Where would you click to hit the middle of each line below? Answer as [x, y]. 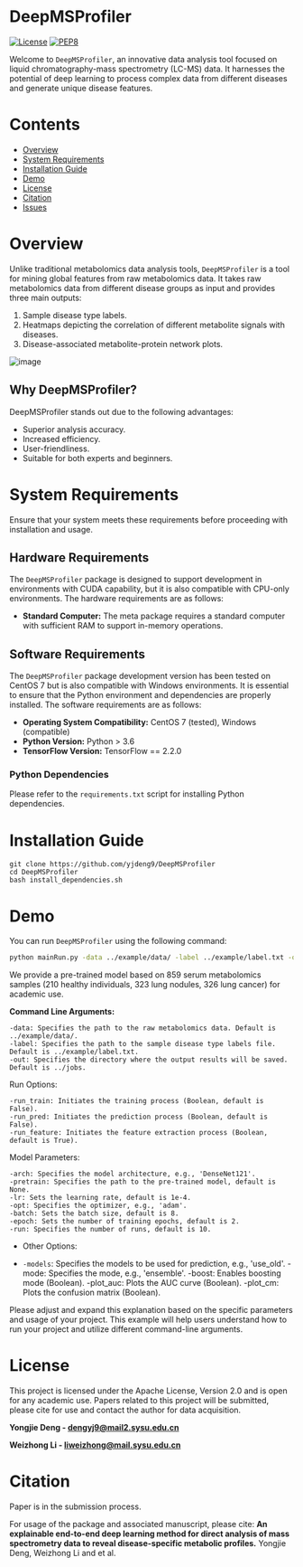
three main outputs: [46, 297]
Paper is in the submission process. [75, 1506]
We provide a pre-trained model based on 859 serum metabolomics [135, 975]
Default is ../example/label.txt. [74, 1052]
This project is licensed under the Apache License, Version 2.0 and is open [148, 1391]
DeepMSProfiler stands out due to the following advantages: [122, 411]
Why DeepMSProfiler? [73, 390]
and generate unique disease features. [81, 88]
